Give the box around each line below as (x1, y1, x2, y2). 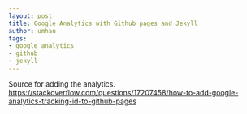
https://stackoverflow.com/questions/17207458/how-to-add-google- (8, 87, 239, 97)
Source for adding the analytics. (8, 78, 116, 89)
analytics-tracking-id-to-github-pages (8, 96, 136, 106)
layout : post (8, 11, 53, 20)
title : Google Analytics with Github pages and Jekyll (8, 19, 198, 27)
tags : (8, 34, 27, 43)
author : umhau (8, 27, 57, 35)
